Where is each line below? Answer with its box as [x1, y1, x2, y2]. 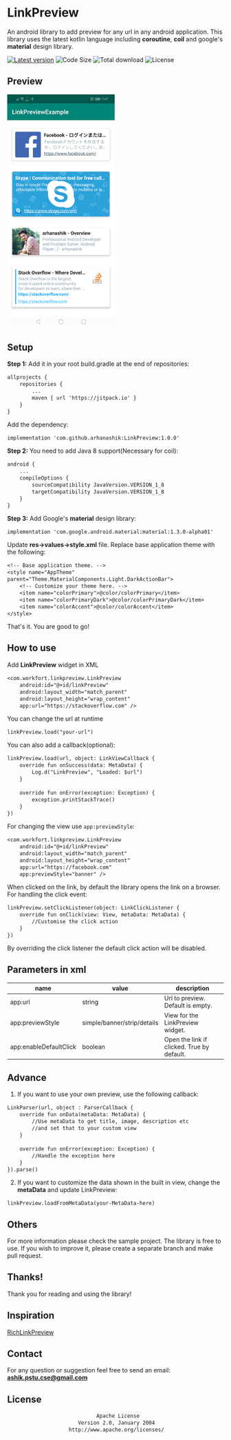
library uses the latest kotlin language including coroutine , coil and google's [7, 34, 223, 43]
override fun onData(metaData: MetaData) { [19, 1111, 146, 1118]
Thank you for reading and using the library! [7, 1290, 132, 1298]
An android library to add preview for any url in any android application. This [7, 28, 223, 36]
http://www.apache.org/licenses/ [68, 1426, 165, 1434]
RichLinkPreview [7, 1328, 54, 1336]
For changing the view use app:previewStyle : [7, 822, 135, 830]
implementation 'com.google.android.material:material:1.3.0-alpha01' [7, 528, 214, 535]
